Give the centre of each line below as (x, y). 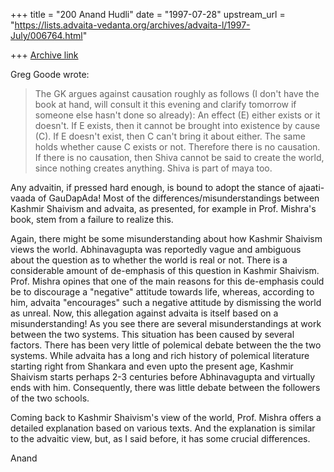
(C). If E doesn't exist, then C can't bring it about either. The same (170, 136)
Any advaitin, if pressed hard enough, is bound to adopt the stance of (153, 187)
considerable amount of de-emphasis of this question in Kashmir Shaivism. (165, 270)
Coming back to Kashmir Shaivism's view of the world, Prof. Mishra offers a (166, 417)
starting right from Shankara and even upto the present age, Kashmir (152, 366)
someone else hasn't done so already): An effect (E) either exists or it (177, 115)
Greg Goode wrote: (50, 74)
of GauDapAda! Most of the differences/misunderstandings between (178, 198)
